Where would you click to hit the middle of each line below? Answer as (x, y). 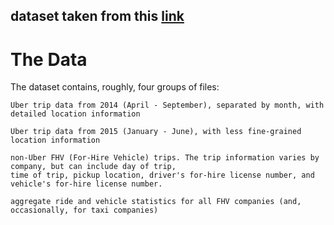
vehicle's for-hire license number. (86, 184)
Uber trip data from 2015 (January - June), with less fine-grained (156, 132)
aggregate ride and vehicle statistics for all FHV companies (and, (156, 202)
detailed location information (75, 114)
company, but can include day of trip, (93, 167)
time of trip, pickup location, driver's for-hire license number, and (162, 175)
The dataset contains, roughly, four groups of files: (115, 87)
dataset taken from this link (97, 16)
